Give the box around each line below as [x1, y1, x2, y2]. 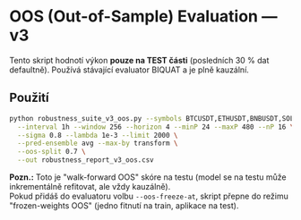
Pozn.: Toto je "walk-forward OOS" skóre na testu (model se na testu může [9, 172, 287, 182]
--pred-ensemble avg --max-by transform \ [17, 139, 178, 148]
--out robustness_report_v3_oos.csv [17, 156, 154, 165]
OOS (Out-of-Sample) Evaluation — [9, 6, 278, 27]
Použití [9, 90, 49, 106]
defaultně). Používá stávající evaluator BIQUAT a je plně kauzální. [9, 64, 249, 75]
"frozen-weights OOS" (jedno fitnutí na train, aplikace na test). [9, 200, 239, 211]
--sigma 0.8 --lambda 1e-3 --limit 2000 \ [17, 131, 178, 140]
